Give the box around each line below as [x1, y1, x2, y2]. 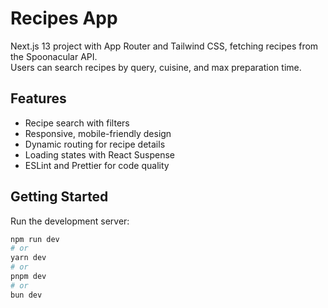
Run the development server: [10, 215, 130, 227]
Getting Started [10, 188, 109, 206]
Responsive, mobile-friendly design [24, 127, 172, 139]
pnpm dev [10, 272, 47, 282]
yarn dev [10, 253, 47, 263]
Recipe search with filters [24, 117, 130, 129]
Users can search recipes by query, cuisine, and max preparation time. [10, 61, 302, 73]
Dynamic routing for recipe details [24, 138, 166, 150]
